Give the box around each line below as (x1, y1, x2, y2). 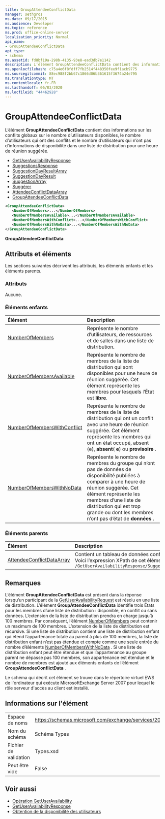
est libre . (86, 394, 108, 401)
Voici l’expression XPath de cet (74, 557, 146, 564)
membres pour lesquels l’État (86, 388, 155, 395)
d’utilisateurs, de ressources (86, 331, 152, 338)
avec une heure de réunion (86, 421, 149, 427)
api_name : (5, 39, 26, 44)
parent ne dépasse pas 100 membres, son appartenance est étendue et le (5, 655, 155, 660)
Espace (7, 713, 25, 720)
